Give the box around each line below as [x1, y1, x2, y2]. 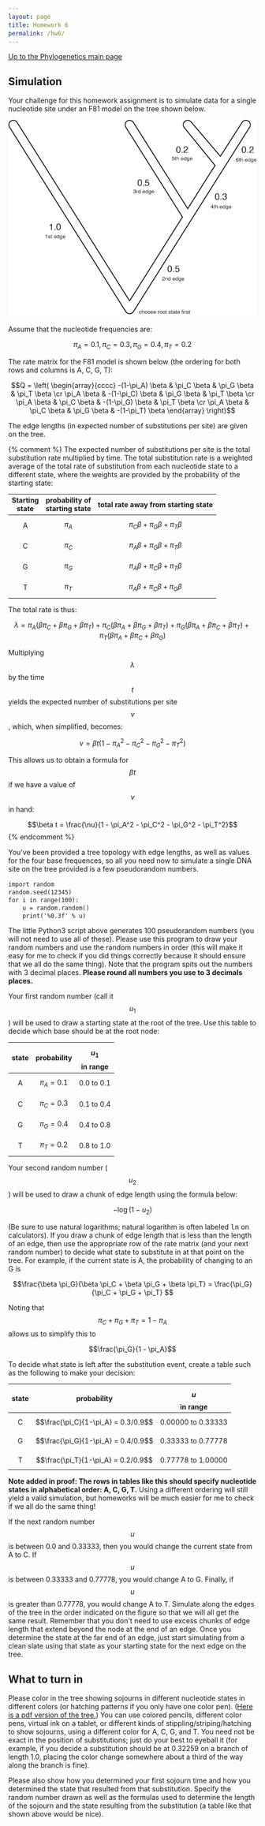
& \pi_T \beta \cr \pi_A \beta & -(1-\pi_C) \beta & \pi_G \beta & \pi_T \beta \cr [10, 389, 255, 398]
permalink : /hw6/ [8, 29, 65, 37]
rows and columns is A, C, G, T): [8, 365, 113, 375]
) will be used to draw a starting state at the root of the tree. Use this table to [8, 1018, 256, 1028]
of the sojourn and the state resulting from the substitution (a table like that [8, 1801, 252, 1810]
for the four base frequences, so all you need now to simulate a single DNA [8, 856, 252, 865]
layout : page [8, 13, 51, 21]
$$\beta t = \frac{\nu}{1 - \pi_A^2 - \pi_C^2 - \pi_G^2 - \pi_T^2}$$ [27, 820, 238, 830]
